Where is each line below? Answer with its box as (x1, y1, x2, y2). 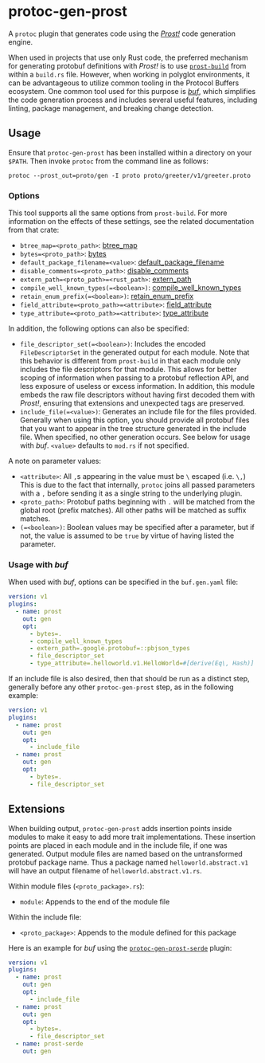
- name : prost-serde (15, 1040, 84, 1048)
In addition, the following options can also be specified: (8, 324, 189, 333)
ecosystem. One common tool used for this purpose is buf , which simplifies (8, 86, 256, 96)
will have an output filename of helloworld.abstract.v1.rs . (8, 865, 203, 875)
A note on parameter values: (8, 457, 102, 466)
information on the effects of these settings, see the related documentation (8, 217, 255, 226)
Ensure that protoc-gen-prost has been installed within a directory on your (8, 147, 252, 157)
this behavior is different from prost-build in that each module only (19, 356, 241, 366)
